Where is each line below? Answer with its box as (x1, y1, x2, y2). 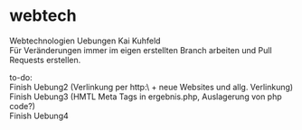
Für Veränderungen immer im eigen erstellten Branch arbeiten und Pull (9, 44, 273, 55)
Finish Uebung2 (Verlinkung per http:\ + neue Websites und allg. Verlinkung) (9, 81, 294, 92)
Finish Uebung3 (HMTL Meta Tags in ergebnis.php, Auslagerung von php (9, 91, 282, 102)
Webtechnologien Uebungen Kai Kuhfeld (9, 35, 161, 46)
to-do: (9, 71, 33, 82)
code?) (9, 100, 36, 111)
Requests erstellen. (9, 54, 81, 65)
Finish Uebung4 (9, 110, 70, 121)
